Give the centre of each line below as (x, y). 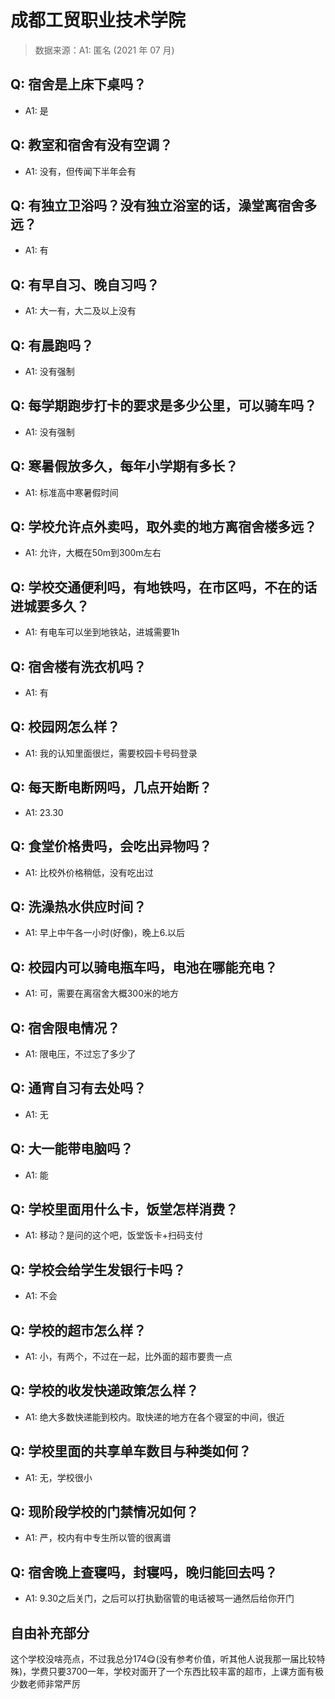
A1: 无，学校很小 (58, 1477)
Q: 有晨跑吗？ (52, 345)
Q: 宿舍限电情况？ (65, 1027)
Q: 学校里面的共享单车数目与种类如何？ (131, 1451)
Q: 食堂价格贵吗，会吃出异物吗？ (111, 846)
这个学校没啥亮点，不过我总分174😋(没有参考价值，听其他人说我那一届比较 (163, 1659)
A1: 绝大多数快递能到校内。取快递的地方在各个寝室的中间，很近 (154, 1417)
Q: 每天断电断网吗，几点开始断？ (111, 787)
